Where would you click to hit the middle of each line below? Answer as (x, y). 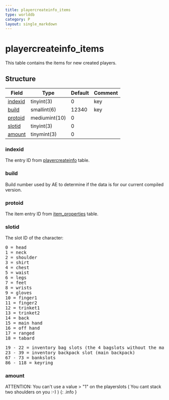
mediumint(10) (48, 118)
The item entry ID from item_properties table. (52, 214)
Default (80, 93)
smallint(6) (43, 110)
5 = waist (17, 273)
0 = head (16, 247)
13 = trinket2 (23, 313)
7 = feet (16, 283)
